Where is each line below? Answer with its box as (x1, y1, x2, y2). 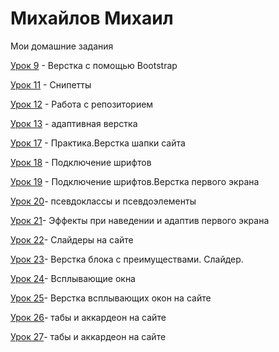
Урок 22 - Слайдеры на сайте (10, 233, 134, 246)
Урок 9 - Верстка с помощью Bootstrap (10, 59, 178, 71)
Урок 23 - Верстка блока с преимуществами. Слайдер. (10, 253, 244, 265)
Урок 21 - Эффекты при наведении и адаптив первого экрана (10, 214, 270, 226)
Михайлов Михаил (10, 7, 174, 30)
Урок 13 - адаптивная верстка (10, 117, 138, 129)
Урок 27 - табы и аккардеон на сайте (10, 330, 167, 342)
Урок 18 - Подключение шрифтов (10, 156, 152, 168)
